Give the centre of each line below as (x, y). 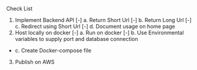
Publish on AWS (35, 62)
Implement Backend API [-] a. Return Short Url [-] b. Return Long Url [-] (103, 20)
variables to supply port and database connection (76, 39)
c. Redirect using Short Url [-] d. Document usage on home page (95, 26)
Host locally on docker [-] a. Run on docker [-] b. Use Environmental (99, 33)
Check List (20, 9)
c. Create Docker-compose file (53, 50)
